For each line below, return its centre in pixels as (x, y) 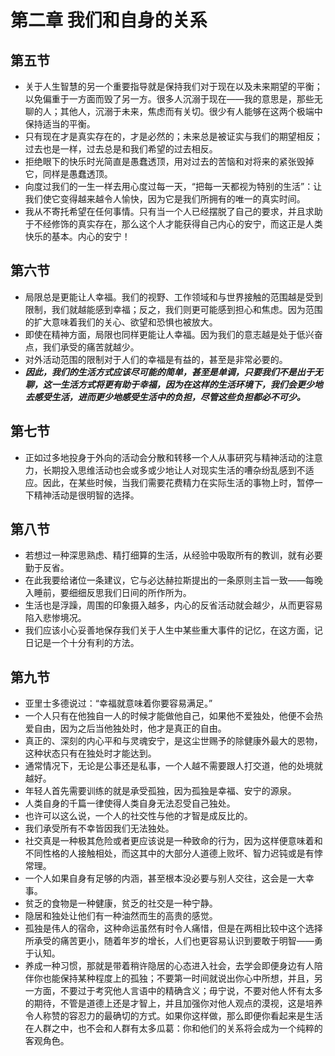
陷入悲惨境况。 (55, 618)
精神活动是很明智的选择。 (86, 495)
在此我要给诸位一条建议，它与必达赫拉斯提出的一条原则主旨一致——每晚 (173, 580)
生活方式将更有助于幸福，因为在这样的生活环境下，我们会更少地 (191, 384)
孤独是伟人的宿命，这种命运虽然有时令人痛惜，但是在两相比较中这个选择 (173, 928)
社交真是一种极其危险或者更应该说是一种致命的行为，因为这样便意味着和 (173, 841)
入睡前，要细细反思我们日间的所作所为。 (108, 593)
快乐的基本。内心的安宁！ (77, 236)
